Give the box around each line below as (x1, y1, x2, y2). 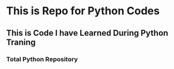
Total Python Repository (6, 55, 78, 63)
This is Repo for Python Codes (6, 4, 160, 18)
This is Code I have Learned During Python (6, 28, 169, 38)
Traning (6, 37, 36, 47)
